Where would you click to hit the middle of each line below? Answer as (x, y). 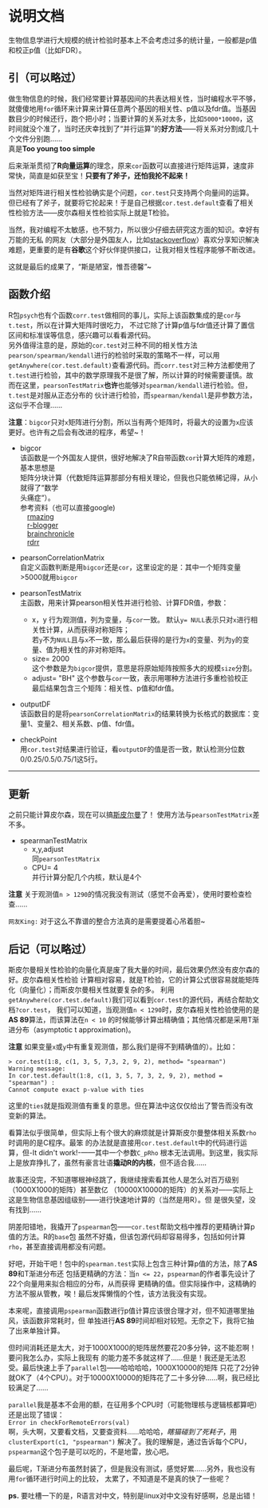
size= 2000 (51, 658)
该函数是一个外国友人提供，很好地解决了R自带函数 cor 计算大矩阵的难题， (139, 458)
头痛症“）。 (37, 498)
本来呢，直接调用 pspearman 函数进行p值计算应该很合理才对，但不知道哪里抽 (132, 1311)
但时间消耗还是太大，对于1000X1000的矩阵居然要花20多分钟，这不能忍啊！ (132, 1348)
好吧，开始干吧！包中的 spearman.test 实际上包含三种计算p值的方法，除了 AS (133, 1264)
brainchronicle (51, 534)
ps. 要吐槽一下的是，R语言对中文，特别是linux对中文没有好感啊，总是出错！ (133, 1496)
